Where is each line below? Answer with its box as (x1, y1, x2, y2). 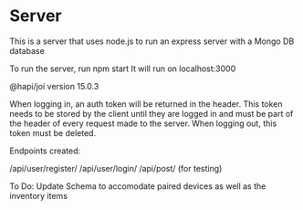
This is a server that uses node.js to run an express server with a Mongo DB (9, 36, 295, 47)
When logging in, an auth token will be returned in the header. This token (9, 98, 283, 110)
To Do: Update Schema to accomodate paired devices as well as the (9, 180, 266, 192)
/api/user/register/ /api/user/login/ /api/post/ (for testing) (9, 163, 223, 173)
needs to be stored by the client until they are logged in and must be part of (9, 108, 294, 119)
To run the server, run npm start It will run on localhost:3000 (9, 63, 236, 74)
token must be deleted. (9, 127, 97, 138)
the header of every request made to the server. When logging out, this (9, 118, 277, 129)
